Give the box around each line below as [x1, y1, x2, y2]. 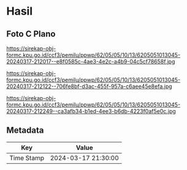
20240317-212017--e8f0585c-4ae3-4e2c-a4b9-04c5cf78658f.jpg [6, 58, 175, 65]
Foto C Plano [6, 29, 56, 39]
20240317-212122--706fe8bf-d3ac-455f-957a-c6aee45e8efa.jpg [6, 83, 173, 90]
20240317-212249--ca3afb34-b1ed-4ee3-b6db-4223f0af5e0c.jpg [6, 108, 176, 114]
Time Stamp [9, 153, 45, 162]
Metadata [6, 125, 44, 136]
